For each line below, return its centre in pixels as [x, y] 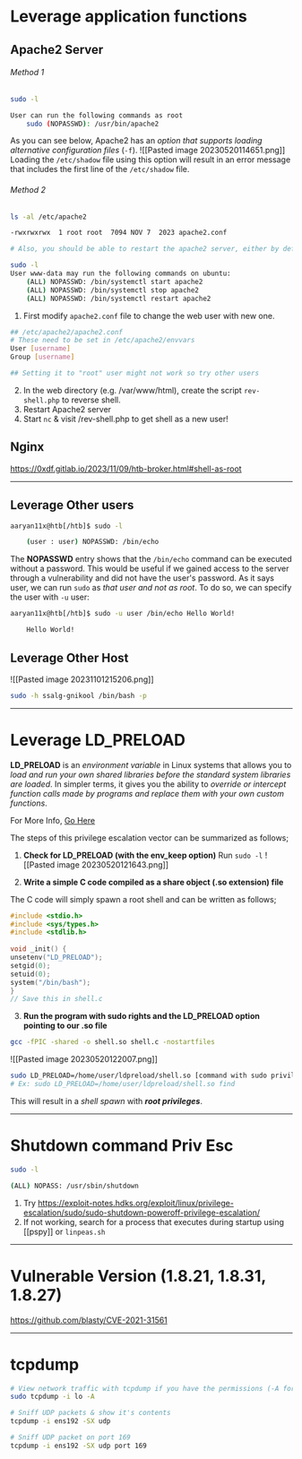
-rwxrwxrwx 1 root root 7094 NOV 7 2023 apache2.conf [119, 233]
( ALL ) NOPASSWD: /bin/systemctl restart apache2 [119, 298]
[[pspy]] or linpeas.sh [64, 1231]
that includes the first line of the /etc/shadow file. [100, 169]
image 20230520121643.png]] [113, 864]
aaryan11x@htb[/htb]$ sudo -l [67, 526]
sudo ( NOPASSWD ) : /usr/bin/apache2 [93, 124]
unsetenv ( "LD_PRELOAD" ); [56, 958]
